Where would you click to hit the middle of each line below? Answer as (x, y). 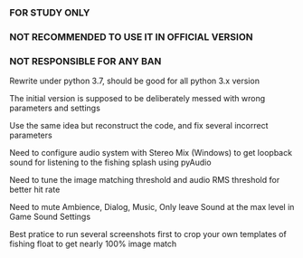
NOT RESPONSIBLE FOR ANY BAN (85, 61)
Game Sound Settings (50, 217)
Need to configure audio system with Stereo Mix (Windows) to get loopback (151, 153)
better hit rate (35, 190)
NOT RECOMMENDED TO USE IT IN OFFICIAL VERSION (131, 36)
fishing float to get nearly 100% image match (93, 244)
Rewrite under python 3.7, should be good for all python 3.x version (135, 81)
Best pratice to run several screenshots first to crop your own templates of (148, 234)
